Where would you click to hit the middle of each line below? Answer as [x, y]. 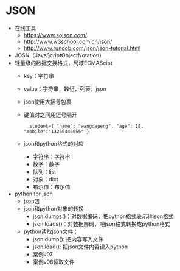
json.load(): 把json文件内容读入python [80, 247]
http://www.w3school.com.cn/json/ [68, 41]
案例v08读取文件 [54, 262]
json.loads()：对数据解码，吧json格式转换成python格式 [102, 223]
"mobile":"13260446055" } [56, 132]
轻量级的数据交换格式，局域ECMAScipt [64, 63]
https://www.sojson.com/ [55, 35]
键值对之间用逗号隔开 [50, 114]
